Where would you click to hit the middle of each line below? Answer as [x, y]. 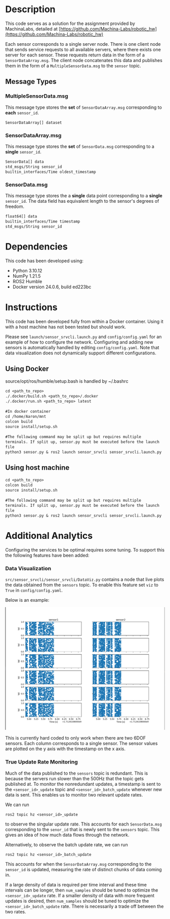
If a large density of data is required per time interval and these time [76, 884]
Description [30, 9]
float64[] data [21, 217]
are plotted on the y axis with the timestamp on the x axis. [65, 749]
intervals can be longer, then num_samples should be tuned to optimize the [82, 890]
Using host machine [37, 468]
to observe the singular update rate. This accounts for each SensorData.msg [83, 824]
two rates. [16, 911]
